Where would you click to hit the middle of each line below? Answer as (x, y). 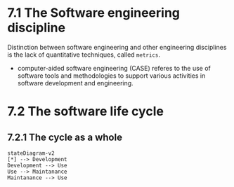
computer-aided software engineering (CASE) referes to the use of (114, 68)
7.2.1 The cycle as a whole (65, 137)
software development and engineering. (75, 83)
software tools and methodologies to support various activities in (111, 76)
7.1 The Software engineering (94, 13)
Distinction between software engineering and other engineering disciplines (117, 47)
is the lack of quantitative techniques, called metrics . (84, 55)
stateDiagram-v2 (31, 153)
